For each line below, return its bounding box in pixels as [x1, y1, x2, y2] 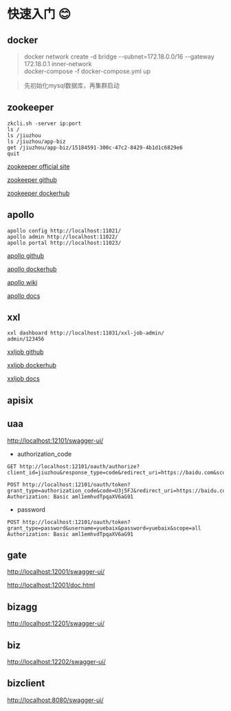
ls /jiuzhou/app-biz [7, 138, 67, 145]
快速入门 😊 [7, 6, 71, 22]
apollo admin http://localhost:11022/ [7, 233, 118, 240]
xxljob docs [7, 374, 40, 383]
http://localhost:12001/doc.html [7, 581, 96, 590]
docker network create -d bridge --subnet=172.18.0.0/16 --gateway [23, 52, 214, 61]
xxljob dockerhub [7, 361, 57, 370]
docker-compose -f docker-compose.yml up [23, 67, 151, 75]
